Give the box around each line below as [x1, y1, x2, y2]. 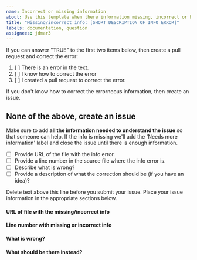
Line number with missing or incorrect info [6, 221, 112, 229]
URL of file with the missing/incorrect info [6, 208, 110, 215]
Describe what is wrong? [14, 164, 75, 171]
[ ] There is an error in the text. [14, 64, 89, 71]
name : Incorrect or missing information [6, 8, 107, 15]
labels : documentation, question [6, 25, 88, 31]
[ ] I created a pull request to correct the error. [14, 77, 126, 84]
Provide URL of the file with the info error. [14, 150, 116, 157]
